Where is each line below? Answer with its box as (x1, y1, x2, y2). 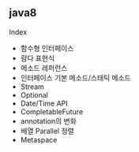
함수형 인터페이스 (20, 43, 74, 53)
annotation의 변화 (20, 116, 77, 125)
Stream (20, 82, 44, 91)
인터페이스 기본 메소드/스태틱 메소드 (20, 72, 131, 82)
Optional (20, 90, 48, 99)
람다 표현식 (20, 53, 55, 62)
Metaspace (20, 135, 58, 144)
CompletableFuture (20, 106, 84, 117)
